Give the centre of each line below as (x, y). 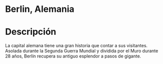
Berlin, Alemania (40, 9)
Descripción (31, 32)
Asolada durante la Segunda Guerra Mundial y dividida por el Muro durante (82, 51)
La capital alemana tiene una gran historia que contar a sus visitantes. (76, 46)
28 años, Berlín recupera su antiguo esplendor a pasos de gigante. (73, 56)
